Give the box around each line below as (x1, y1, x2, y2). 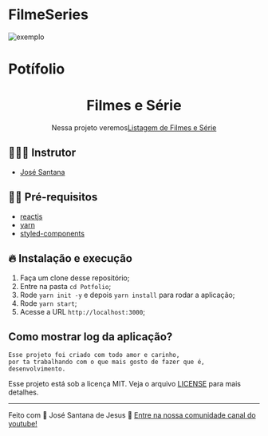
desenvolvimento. (8, 365, 66, 373)
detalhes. (8, 387, 39, 397)
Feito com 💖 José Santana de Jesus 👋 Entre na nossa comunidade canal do (8, 410, 257, 420)
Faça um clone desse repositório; (19, 273, 130, 283)
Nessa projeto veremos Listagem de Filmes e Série (51, 123, 217, 133)
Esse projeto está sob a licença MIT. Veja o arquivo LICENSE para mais (8, 379, 242, 389)
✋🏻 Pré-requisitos (8, 190, 98, 204)
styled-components (19, 228, 85, 238)
